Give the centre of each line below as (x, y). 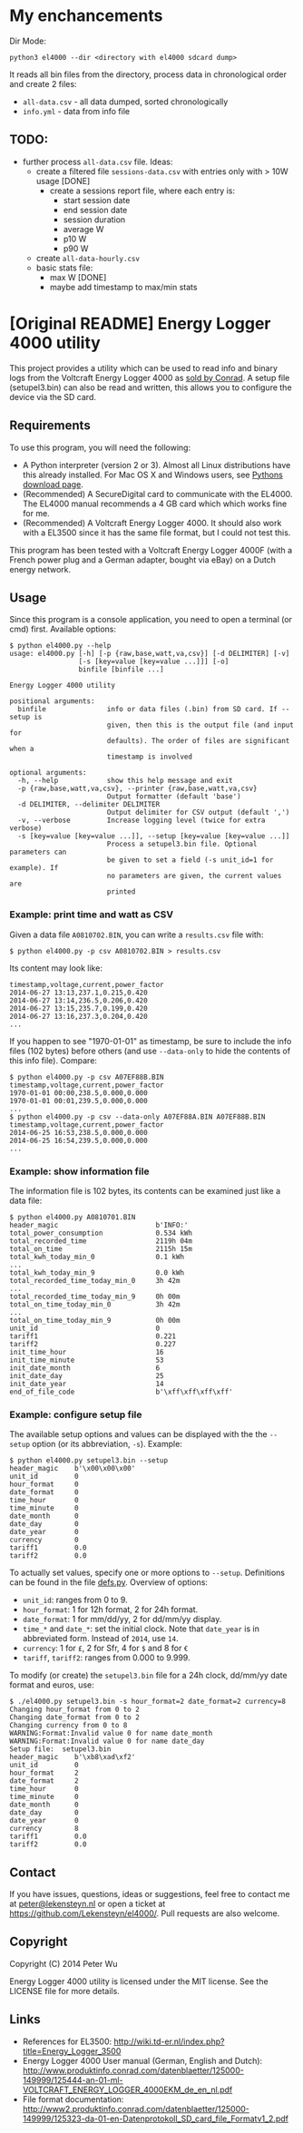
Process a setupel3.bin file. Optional (182, 845)
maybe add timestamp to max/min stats (123, 287)
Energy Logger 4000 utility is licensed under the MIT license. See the (139, 1981)
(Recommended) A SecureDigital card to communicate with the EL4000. (157, 494)
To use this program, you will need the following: (100, 447)
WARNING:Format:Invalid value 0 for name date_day (107, 1742)
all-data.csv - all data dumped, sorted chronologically (125, 102)
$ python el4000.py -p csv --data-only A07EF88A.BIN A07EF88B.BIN (137, 1117)
